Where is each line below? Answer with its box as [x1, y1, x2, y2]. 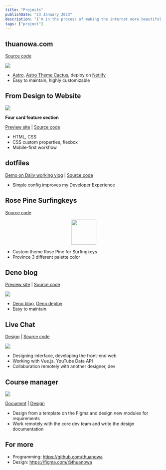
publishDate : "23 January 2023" [5, 12, 72, 17]
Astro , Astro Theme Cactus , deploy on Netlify [12, 72, 106, 78]
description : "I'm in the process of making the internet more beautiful [5, 16, 162, 21]
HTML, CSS [12, 133, 36, 140]
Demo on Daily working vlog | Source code [5, 172, 93, 178]
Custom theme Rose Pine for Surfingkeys [12, 248, 97, 255]
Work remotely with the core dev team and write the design [12, 421, 135, 427]
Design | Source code [5, 334, 50, 340]
